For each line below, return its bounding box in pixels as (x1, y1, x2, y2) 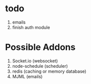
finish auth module (12, 24, 50, 30)
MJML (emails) (12, 73, 43, 79)
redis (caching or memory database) (12, 68, 87, 74)
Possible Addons (5, 42, 76, 53)
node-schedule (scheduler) (12, 63, 68, 69)
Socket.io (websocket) (12, 57, 58, 64)
